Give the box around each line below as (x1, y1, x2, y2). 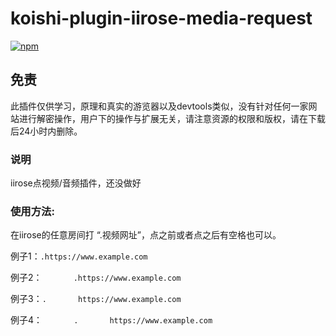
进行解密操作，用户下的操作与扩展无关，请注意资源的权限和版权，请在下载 (18, 112, 326, 124)
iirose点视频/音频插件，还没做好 (10, 177, 142, 189)
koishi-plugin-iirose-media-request (10, 7, 313, 30)
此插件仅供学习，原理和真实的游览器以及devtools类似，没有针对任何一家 (10, 100, 309, 112)
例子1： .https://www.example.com (10, 250, 148, 262)
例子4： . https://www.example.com (10, 314, 213, 326)
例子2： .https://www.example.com (10, 272, 182, 284)
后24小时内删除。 (10, 125, 83, 137)
